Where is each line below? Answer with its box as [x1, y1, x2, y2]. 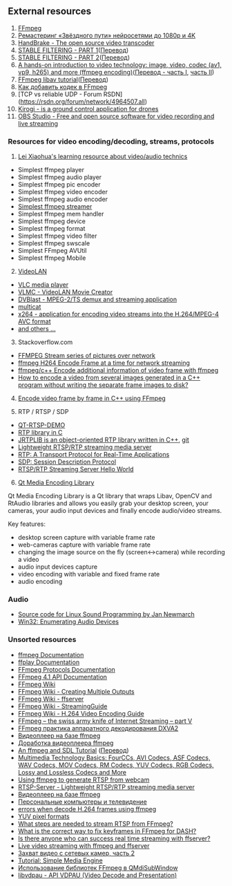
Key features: [8, 520, 46, 528]
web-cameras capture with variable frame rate [17, 540, 151, 549]
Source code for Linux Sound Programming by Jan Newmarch [17, 610, 195, 619]
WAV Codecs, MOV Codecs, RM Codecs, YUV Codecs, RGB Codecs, [17, 760, 214, 769]
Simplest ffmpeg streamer [17, 202, 93, 211]
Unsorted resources [8, 635, 77, 645]
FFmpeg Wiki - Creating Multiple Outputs [17, 687, 135, 695]
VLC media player [17, 281, 68, 289]
